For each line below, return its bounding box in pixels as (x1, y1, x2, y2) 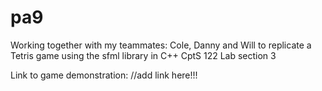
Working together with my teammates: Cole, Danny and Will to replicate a (10, 39, 312, 51)
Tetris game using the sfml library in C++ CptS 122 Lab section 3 (10, 49, 277, 61)
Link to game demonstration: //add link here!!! (10, 69, 198, 81)
